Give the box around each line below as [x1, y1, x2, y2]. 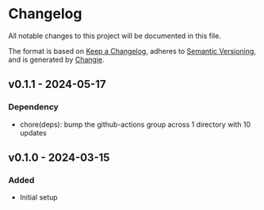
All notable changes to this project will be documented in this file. [8, 31, 222, 40]
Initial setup [19, 193, 58, 202]
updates [19, 128, 48, 137]
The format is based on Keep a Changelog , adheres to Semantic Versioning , [8, 46, 256, 55]
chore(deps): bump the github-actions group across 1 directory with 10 [19, 120, 251, 129]
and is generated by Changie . [8, 55, 105, 64]
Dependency [8, 101, 59, 113]
